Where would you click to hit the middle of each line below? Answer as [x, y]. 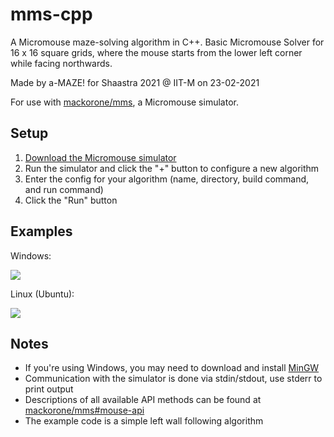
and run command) [64, 189]
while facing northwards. [61, 63]
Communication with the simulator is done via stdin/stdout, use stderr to [173, 379]
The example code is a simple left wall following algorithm [144, 421]
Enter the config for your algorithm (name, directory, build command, [167, 179]
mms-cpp [51, 14]
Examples [41, 231]
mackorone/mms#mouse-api [84, 410]
